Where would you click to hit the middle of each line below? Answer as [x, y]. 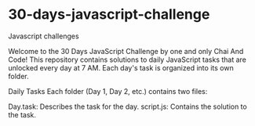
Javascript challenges [44, 36]
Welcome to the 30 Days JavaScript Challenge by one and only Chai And [126, 51]
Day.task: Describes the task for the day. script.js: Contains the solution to [127, 106]
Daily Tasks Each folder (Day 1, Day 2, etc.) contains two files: [108, 91]
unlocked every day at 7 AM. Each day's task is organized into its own [121, 67]
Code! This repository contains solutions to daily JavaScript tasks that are [127, 59]
